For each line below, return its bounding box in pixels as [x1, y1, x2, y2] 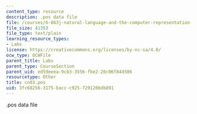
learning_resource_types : [6, 36, 69, 42]
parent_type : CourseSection [6, 63, 75, 69]
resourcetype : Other [6, 74, 57, 80]
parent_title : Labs [6, 58, 54, 63]
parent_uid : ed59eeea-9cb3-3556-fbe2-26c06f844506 [6, 69, 133, 75]
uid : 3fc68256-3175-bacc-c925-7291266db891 [6, 85, 114, 91]
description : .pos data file [6, 14, 77, 20]
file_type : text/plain [6, 31, 62, 36]
